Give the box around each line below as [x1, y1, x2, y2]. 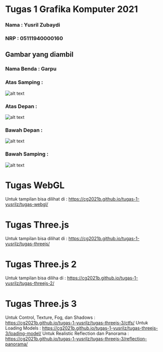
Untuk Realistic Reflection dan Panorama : [42, 330, 129, 336]
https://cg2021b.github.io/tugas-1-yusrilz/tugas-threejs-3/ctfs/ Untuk [5, 320, 148, 326]
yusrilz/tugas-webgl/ [5, 202, 49, 208]
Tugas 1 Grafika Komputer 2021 [5, 4, 138, 15]
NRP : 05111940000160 [5, 35, 63, 42]
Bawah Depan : [5, 126, 43, 133]
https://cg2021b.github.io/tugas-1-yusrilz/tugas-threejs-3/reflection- [5, 336, 147, 342]
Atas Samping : [5, 79, 44, 86]
